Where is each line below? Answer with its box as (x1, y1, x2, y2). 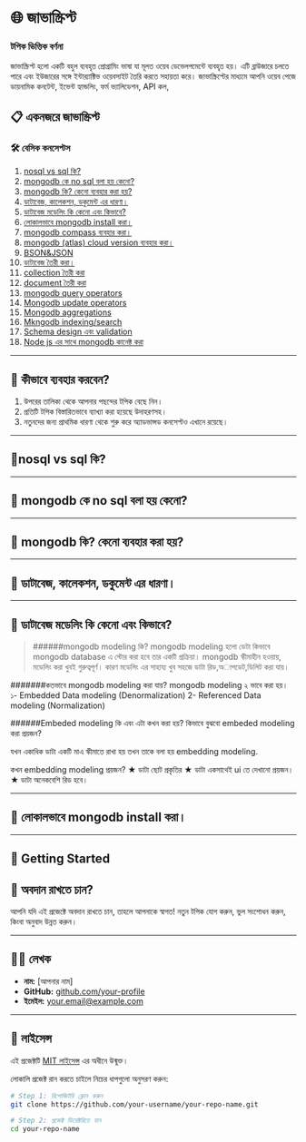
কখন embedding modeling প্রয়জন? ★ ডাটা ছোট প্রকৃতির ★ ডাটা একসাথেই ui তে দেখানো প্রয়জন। (10, 764, 294, 775)
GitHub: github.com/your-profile (23, 986, 145, 997)
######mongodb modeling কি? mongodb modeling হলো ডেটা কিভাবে (32, 641, 271, 652)
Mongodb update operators (23, 298, 127, 309)
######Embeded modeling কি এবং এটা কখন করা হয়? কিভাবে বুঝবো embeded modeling (10, 718, 295, 729)
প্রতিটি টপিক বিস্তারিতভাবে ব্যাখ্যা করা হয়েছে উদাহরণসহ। (23, 406, 167, 417)
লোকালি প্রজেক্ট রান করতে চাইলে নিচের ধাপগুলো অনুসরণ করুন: (10, 1073, 169, 1084)
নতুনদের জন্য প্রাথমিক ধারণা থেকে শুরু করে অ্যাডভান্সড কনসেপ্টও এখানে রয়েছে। (23, 416, 229, 427)
